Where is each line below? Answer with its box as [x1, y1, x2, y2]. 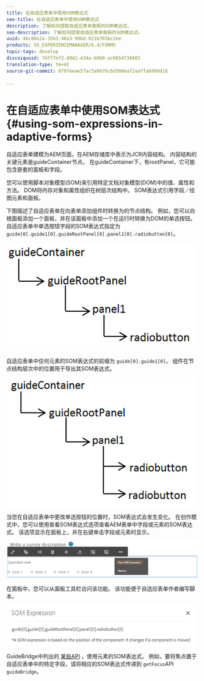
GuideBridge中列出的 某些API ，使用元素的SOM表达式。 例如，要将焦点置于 [6, 652, 197, 660]
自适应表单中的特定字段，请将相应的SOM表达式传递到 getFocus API [6, 660, 174, 668]
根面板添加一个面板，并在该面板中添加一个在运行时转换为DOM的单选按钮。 [6, 215, 196, 223]
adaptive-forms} [6, 130, 93, 144]
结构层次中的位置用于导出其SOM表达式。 [11, 365, 115, 372]
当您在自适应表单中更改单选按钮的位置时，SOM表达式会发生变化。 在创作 [6, 514, 192, 521]
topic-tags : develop [6, 49, 59, 55]
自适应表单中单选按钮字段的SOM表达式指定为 [6, 223, 121, 230]
